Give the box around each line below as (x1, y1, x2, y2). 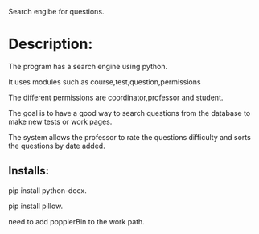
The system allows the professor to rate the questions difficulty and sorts (8, 132, 251, 142)
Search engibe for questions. (8, 7, 105, 16)
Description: (8, 35, 93, 53)
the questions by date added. (8, 141, 106, 150)
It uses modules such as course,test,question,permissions (8, 76, 201, 87)
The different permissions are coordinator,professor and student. (8, 92, 224, 102)
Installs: (8, 164, 50, 178)
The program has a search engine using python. (8, 61, 167, 71)
